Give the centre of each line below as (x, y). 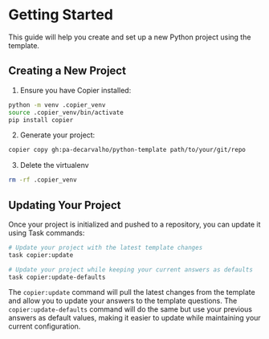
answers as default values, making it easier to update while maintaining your (134, 318)
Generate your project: (57, 135)
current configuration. (45, 326)
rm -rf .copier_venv (43, 180)
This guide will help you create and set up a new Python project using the (130, 37)
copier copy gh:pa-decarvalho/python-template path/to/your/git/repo (127, 150)
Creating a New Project (67, 71)
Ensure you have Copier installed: (75, 90)
